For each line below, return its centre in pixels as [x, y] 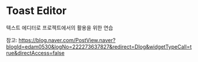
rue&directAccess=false [35, 53]
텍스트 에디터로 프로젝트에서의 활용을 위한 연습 [60, 27]
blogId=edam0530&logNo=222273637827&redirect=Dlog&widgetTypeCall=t [99, 46]
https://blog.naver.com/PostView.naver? [67, 40]
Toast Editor [36, 11]
